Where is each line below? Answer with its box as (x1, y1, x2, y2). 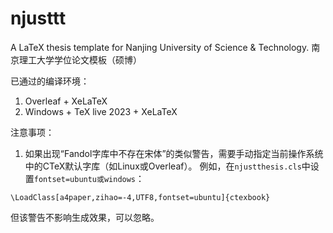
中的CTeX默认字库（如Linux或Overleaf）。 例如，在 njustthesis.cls (24, 160, 302, 172)
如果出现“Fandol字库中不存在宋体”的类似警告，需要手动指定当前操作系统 (24, 147, 324, 159)
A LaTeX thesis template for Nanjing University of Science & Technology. (10, 41, 310, 53)
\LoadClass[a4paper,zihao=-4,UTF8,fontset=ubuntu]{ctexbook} (10, 192, 271, 202)
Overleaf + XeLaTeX (24, 95, 108, 107)
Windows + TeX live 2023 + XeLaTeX (24, 105, 178, 117)
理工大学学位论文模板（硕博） (18, 53, 142, 66)
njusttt (10, 7, 67, 30)
